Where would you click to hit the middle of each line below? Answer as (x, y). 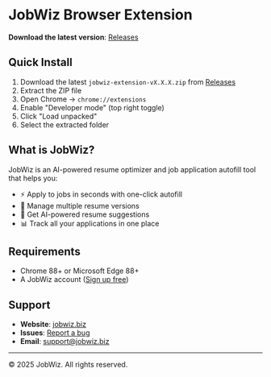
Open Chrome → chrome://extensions (83, 99)
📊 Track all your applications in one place (90, 223)
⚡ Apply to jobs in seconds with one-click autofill (101, 194)
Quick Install (40, 62)
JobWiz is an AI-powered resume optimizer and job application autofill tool (132, 169)
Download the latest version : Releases (73, 37)
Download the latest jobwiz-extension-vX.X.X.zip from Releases (128, 81)
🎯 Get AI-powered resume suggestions (85, 214)
